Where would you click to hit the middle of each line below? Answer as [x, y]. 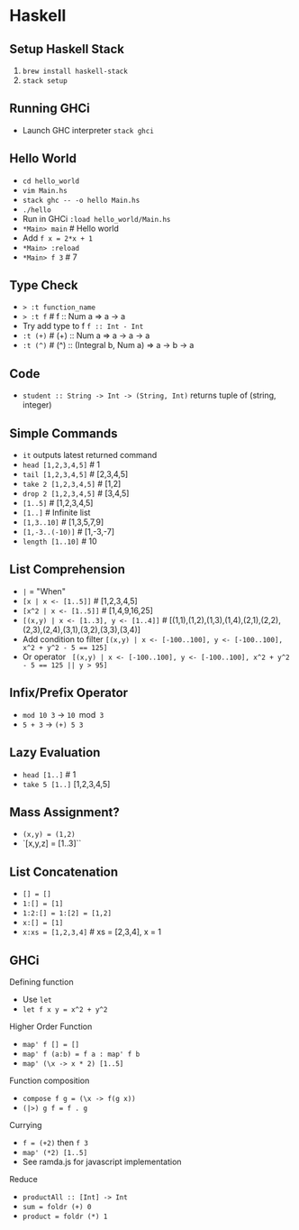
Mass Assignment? [64, 812]
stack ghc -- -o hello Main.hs [81, 200]
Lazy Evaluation [55, 753]
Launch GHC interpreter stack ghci [88, 130]
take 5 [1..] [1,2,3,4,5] [66, 784]
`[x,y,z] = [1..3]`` [52, 843]
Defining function [41, 982]
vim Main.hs [45, 190]
